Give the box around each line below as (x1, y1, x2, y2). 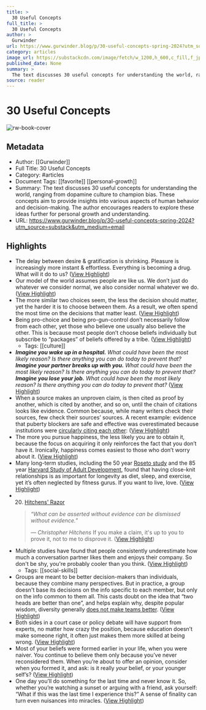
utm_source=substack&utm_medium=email (15, 223, 124, 231)
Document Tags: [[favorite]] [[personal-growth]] (15, 177, 137, 185)
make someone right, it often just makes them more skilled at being (15, 632, 185, 639)
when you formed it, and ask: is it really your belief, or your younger (15, 664, 186, 671)
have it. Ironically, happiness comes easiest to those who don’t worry (15, 446, 190, 454)
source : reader (6, 77, 45, 83)
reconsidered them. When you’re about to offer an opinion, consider (15, 657, 188, 665)
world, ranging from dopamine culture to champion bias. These (15, 191, 175, 198)
